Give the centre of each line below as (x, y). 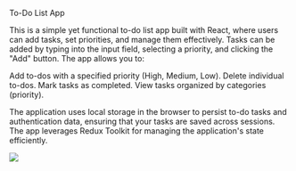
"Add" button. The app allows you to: (77, 58)
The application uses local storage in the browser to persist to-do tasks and (148, 112)
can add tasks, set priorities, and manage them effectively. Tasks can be (142, 40)
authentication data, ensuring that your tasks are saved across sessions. (142, 121)
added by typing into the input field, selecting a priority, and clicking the (141, 49)
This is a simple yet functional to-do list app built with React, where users (144, 30)
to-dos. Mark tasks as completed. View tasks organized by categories (138, 85)
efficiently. (29, 140)
